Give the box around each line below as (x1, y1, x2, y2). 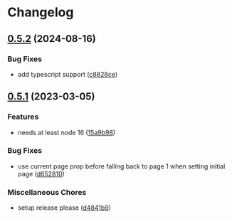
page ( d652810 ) (17, 169, 65, 178)
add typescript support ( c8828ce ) (17, 70, 118, 78)
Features (7, 112, 39, 122)
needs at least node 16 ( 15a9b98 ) (17, 128, 116, 137)
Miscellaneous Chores (7, 187, 87, 197)
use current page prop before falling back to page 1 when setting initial (17, 161, 226, 171)
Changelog (7, 4, 74, 21)
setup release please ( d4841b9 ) (17, 203, 112, 212)
